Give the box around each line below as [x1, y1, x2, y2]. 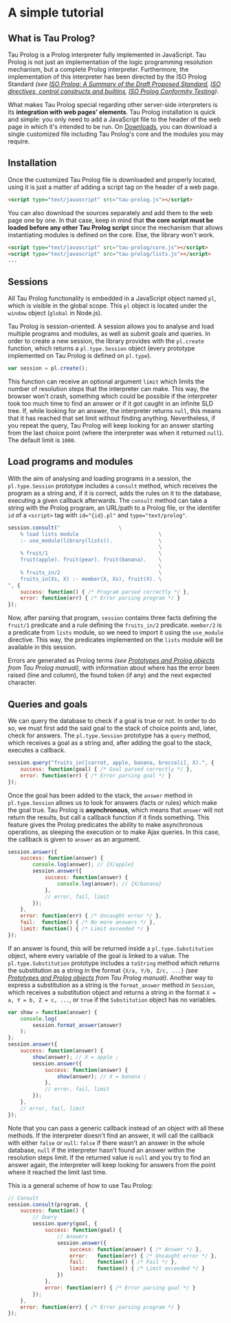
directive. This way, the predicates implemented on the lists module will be [8, 636, 223, 644]
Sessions [8, 276, 49, 288]
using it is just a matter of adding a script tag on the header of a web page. [8, 183, 219, 191]
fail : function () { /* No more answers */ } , [20, 919, 156, 926]
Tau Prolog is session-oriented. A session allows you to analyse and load [8, 322, 214, 330]
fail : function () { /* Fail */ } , [69, 1259, 177, 1266]
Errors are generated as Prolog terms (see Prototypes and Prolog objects [8, 657, 215, 665]
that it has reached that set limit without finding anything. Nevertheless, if [8, 414, 216, 422]
